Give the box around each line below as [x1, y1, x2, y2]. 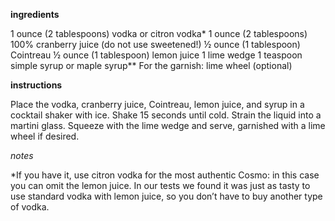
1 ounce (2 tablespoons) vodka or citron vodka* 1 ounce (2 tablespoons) [10, 28, 308, 39]
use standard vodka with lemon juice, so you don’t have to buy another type [10, 190, 323, 202]
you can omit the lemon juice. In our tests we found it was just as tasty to [10, 180, 311, 191]
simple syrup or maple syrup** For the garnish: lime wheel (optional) [10, 60, 293, 71]
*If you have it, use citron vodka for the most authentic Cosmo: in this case [10, 169, 320, 181]
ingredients [10, 9, 60, 20]
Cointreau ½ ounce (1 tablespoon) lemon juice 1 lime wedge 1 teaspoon [10, 49, 303, 61]
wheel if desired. [10, 130, 80, 142]
